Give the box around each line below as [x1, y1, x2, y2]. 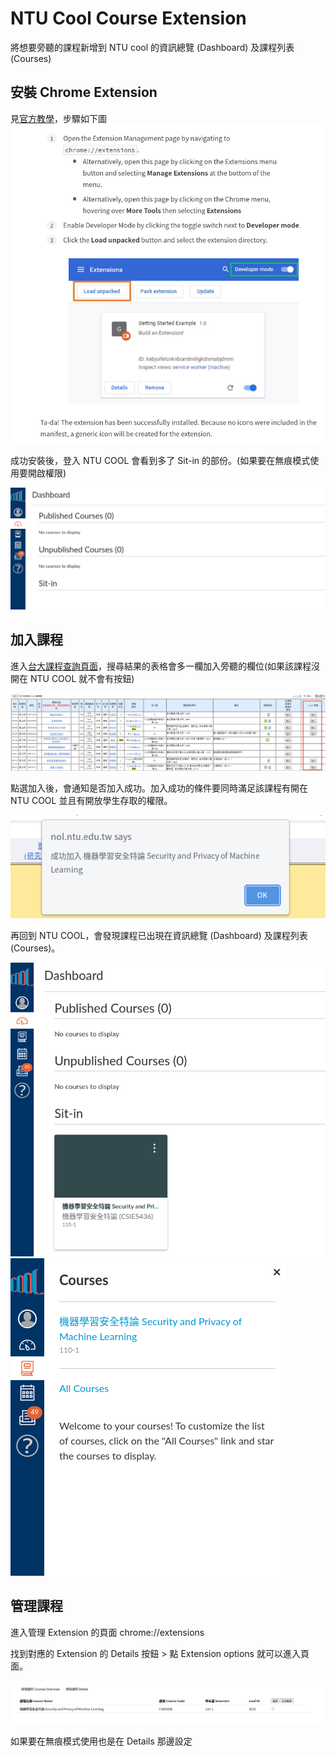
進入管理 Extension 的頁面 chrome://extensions [10, 1626, 205, 1638]
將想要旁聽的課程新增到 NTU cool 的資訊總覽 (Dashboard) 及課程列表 [10, 41, 295, 53]
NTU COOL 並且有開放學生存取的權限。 [10, 795, 173, 807]
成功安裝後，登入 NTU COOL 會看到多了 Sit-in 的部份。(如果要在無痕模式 [10, 455, 311, 467]
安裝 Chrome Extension [10, 84, 158, 101]
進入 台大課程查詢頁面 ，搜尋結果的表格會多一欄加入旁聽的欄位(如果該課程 [10, 660, 312, 672]
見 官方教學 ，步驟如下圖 [10, 112, 107, 124]
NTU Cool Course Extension [10, 7, 247, 30]
